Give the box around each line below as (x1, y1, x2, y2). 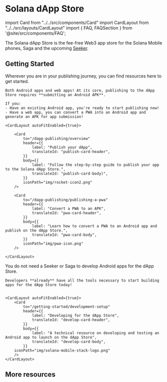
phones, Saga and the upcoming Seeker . (5, 45, 89, 51)
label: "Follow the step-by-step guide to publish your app (31, 162, 160, 167)
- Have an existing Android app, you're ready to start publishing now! (5, 105, 160, 110)
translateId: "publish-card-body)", (31, 171, 108, 176)
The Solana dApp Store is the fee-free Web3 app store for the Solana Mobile (5, 39, 163, 45)
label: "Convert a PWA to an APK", (31, 206, 106, 211)
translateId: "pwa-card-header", (31, 210, 101, 215)
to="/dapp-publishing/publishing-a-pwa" (23, 197, 108, 202)
